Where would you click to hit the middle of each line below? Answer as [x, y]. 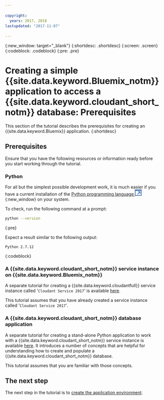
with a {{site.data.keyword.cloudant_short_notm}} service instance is [75, 340]
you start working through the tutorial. [43, 163]
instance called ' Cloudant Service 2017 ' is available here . [63, 291]
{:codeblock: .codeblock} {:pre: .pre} [42, 51]
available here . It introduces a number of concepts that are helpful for [75, 346]
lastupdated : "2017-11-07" [33, 26]
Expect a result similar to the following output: [51, 238]
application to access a [53, 92]
